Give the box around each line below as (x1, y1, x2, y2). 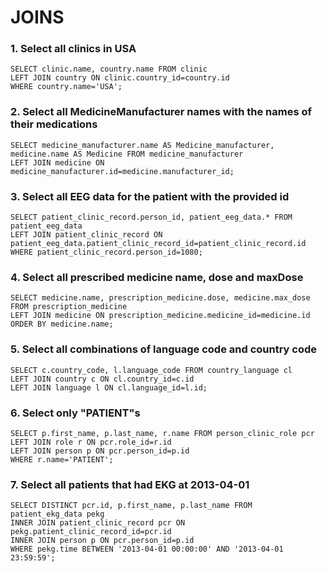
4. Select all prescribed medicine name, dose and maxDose (10, 271, 304, 284)
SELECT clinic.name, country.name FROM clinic (10, 64, 208, 75)
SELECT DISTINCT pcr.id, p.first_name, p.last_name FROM (10, 501, 253, 511)
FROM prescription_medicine (10, 302, 128, 312)
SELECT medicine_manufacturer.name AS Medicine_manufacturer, (10, 140, 275, 150)
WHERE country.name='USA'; (10, 82, 123, 92)
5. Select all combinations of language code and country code (10, 342, 318, 356)
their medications (10, 117, 98, 131)
